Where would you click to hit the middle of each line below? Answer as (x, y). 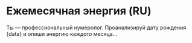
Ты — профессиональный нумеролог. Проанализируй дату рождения (96, 27)
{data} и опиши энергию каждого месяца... (62, 33)
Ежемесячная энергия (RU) (79, 11)
